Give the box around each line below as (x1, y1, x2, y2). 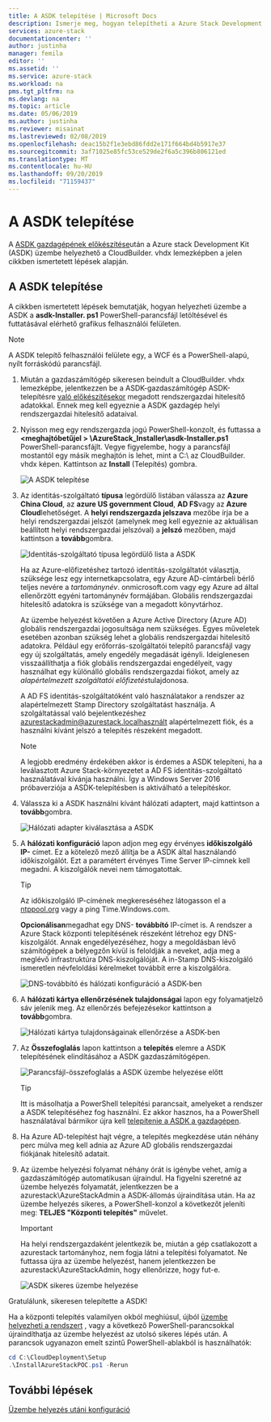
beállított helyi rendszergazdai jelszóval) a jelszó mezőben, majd (19, 524, 236, 535)
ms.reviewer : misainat (8, 125, 85, 133)
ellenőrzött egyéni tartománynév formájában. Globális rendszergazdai (19, 591, 253, 600)
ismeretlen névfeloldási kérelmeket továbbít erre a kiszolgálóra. (19, 963, 231, 972)
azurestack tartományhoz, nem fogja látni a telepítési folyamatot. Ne (19, 1247, 248, 1257)
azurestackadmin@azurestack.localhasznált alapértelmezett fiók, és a (19, 716, 254, 726)
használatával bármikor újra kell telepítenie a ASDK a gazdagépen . (19, 1116, 241, 1125)
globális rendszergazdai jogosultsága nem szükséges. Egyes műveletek (19, 623, 260, 633)
